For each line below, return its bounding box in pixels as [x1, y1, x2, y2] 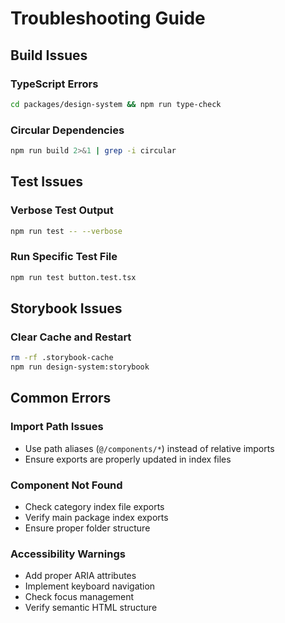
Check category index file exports [24, 501, 165, 513]
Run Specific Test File [10, 250, 118, 264]
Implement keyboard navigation [24, 580, 156, 592]
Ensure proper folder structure [24, 522, 151, 534]
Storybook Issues [10, 300, 123, 317]
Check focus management [24, 591, 135, 603]
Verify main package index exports [24, 512, 169, 524]
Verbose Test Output [10, 203, 114, 217]
